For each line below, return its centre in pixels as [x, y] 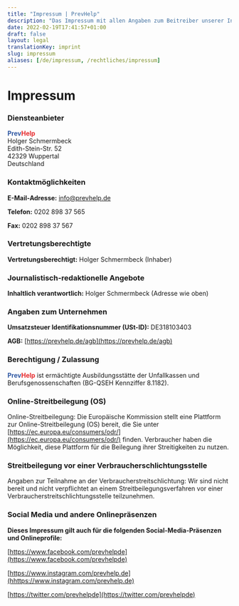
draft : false [27, 34]
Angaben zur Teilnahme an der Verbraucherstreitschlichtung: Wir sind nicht [118, 481]
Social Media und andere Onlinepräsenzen [82, 515]
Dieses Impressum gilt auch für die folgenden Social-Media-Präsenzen [115, 530]
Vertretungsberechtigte [49, 244]
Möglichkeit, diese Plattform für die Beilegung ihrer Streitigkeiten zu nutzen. [118, 447]
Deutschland [26, 164]
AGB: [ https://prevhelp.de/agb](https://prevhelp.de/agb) [90, 341]
